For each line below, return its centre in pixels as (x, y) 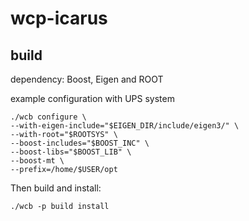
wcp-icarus (59, 18)
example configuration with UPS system (92, 98)
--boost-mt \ (37, 161)
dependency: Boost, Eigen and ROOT (87, 79)
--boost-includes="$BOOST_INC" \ (80, 143)
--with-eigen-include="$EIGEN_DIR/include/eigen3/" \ (125, 126)
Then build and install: (56, 188)
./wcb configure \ (48, 117)
